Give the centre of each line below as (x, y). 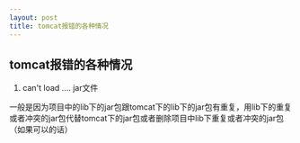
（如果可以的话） (41, 130)
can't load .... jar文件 (60, 88)
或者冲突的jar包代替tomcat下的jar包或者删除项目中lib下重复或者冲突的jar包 (147, 119)
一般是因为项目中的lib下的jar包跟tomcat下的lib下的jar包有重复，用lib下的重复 (150, 107)
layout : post (34, 18)
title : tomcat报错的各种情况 (59, 26)
